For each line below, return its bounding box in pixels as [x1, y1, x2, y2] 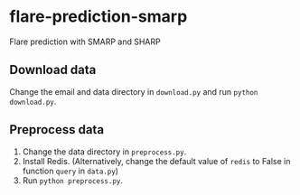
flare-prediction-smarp [9, 6, 188, 27]
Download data [9, 62, 97, 78]
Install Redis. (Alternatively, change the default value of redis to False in [22, 155, 291, 166]
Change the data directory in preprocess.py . [22, 146, 187, 157]
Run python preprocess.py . [22, 174, 124, 186]
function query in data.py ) [22, 165, 119, 176]
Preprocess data [9, 122, 105, 137]
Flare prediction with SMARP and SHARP [9, 36, 161, 47]
